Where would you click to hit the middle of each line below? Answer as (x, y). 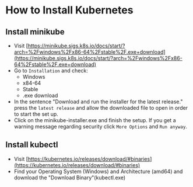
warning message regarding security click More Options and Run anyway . (101, 127)
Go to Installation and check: (51, 70)
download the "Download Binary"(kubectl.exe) (70, 177)
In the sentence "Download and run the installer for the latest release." (98, 102)
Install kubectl (32, 145)
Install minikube (35, 32)
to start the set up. (36, 114)
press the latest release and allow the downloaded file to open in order (101, 108)
